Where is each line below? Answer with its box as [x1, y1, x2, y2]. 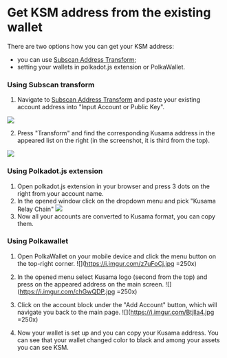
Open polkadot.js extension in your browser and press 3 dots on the [17, 182, 210, 190]
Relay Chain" [17, 205, 54, 213]
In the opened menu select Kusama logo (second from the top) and [17, 273, 208, 281]
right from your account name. [17, 189, 105, 197]
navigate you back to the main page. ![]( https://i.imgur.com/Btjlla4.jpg [17, 308, 215, 316]
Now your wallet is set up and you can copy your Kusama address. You [17, 328, 219, 337]
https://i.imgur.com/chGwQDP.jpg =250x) [19, 287, 138, 295]
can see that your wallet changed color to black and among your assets [17, 335, 220, 344]
